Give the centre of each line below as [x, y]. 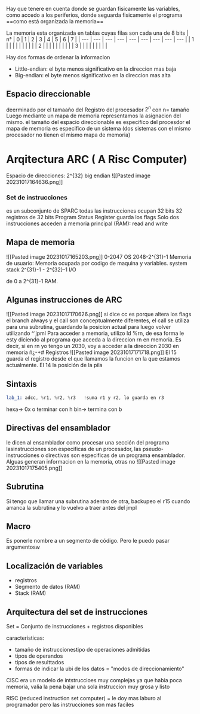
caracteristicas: [25, 638]
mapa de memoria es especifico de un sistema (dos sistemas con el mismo [99, 129]
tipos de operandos [39, 656]
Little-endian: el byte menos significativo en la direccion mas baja [96, 69]
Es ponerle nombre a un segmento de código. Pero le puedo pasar [88, 541]
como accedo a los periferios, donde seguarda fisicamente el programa [94, 15]
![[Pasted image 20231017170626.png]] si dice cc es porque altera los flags [99, 314]
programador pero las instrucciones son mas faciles [70, 705]
